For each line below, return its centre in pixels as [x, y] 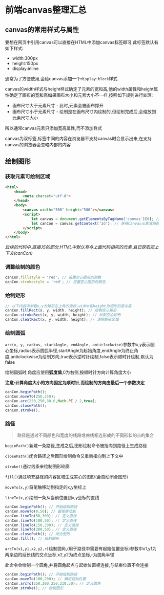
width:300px [25, 58]
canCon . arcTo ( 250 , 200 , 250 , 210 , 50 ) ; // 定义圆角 [53, 583]
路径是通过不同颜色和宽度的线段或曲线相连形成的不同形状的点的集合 [85, 435]
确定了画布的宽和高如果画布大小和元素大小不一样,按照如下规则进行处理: [81, 95]
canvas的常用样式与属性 [42, 30]
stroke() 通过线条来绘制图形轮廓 [37, 466]
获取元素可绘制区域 [28, 176]
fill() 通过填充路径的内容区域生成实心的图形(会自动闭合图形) [67, 477]
